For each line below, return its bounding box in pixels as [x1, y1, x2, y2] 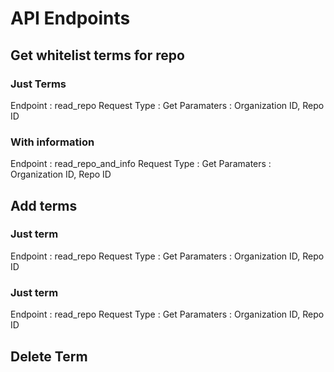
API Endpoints [10, 7, 131, 30]
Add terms [10, 197, 78, 214]
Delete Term [10, 348, 88, 365]
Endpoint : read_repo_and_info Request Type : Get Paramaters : [10, 158, 272, 170]
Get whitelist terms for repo [10, 47, 185, 64]
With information [10, 135, 95, 149]
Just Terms [10, 77, 67, 91]
